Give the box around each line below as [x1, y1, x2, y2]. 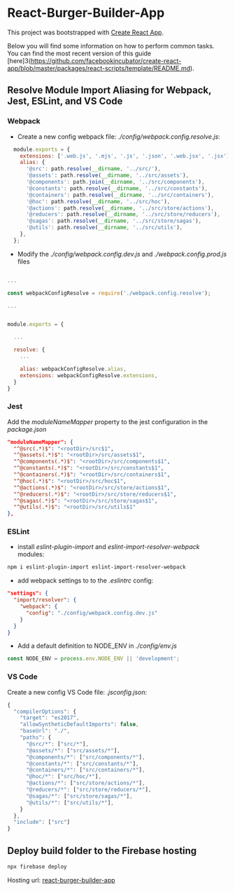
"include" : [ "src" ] [13, 819, 71, 826]
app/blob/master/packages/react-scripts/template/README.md [7, 64, 191, 72]
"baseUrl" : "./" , [20, 728, 71, 735]
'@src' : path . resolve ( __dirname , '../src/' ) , [25, 165, 161, 172]
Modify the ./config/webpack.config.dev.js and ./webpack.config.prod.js [17, 250, 227, 258]
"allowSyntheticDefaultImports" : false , [20, 721, 139, 728]
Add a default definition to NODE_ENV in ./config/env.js [17, 641, 177, 650]
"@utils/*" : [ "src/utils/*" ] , [25, 799, 114, 806]
